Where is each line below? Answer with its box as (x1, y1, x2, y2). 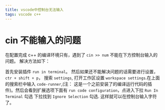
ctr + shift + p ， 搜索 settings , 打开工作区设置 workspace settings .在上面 (5, 75, 160, 81)
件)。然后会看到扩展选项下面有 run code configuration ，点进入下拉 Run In (5, 87, 159, 93)
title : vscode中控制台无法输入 (5, 7, 64, 12)
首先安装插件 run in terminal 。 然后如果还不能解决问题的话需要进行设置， (5, 69, 159, 75)
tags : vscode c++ (5, 12, 41, 17)
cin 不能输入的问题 (5, 35, 81, 46)
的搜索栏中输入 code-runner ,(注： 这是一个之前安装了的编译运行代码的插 (5, 81, 152, 87)
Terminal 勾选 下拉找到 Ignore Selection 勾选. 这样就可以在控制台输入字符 (5, 94, 157, 100)
